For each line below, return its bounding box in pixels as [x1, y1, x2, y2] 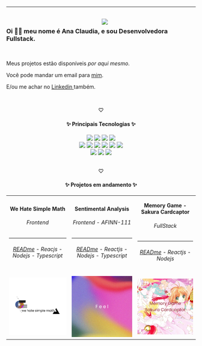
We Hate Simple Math [10, 205, 66, 212]
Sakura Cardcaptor [141, 209, 190, 216]
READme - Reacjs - [13, 245, 63, 253]
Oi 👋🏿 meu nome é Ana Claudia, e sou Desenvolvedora [6, 27, 168, 35]
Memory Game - [144, 202, 187, 209]
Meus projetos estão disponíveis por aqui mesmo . [6, 60, 130, 67]
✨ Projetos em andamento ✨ [65, 181, 137, 189]
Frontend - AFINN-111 [73, 219, 131, 226]
